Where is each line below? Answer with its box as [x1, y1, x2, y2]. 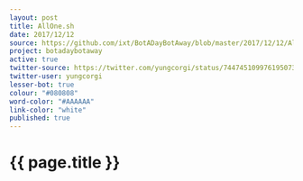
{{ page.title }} [9, 152, 121, 173]
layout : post [9, 13, 59, 23]
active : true [9, 55, 59, 64]
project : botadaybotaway [9, 47, 103, 56]
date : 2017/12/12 [9, 30, 75, 39]
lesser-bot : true [9, 80, 75, 89]
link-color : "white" [9, 105, 87, 114]
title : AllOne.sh [9, 22, 75, 31]
